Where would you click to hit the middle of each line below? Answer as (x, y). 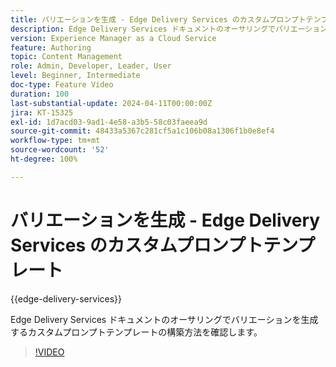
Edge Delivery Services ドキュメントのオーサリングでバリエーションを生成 (164, 319)
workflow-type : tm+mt (55, 141)
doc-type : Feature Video (62, 85)
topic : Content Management (66, 57)
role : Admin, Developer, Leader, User (91, 66)
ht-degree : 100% (44, 159)
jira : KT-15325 (42, 112)
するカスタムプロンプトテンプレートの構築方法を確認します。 (136, 332)
